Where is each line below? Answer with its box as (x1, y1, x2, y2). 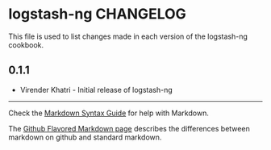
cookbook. (8, 40, 44, 49)
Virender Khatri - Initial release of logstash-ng (19, 85, 173, 94)
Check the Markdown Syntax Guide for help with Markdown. (8, 108, 210, 118)
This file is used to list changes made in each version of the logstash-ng (8, 31, 248, 41)
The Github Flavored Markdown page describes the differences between (8, 123, 250, 133)
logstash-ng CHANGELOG (8, 5, 187, 23)
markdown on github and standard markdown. (8, 132, 162, 142)
